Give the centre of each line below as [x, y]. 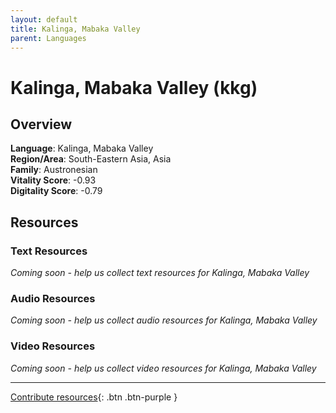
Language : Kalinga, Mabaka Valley [82, 148]
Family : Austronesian [54, 170]
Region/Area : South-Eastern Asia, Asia [91, 159]
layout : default [44, 19]
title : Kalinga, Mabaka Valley [75, 29]
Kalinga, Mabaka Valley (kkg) [134, 87]
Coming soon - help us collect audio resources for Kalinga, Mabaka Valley [164, 320]
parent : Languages [48, 38]
